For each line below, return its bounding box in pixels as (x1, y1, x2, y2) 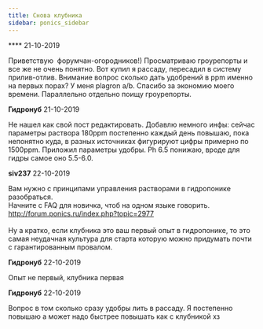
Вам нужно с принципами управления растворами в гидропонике (8, 183, 232, 193)
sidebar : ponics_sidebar (8, 19, 89, 27)
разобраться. (8, 192, 53, 201)
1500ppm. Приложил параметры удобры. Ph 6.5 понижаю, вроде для (8, 145, 240, 154)
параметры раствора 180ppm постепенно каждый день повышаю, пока (8, 128, 250, 138)
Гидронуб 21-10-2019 (8, 104, 80, 114)
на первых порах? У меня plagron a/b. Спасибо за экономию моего (8, 80, 235, 91)
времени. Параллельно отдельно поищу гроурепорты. (8, 89, 192, 98)
